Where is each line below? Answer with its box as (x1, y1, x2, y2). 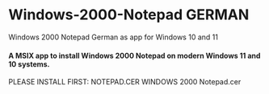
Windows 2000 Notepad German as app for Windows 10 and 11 (8, 32, 218, 42)
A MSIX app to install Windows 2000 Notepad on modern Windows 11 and (8, 51, 261, 60)
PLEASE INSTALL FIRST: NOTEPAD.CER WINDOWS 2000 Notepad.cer (8, 77, 242, 87)
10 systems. (8, 59, 50, 69)
